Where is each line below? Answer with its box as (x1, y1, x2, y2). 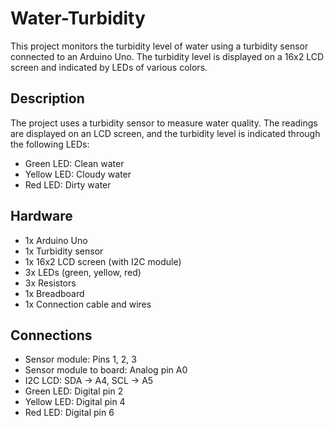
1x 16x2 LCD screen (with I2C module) (24, 255, 182, 267)
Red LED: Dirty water (24, 178, 112, 191)
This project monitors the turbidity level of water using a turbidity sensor (10, 40, 309, 52)
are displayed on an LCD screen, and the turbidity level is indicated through (10, 127, 321, 139)
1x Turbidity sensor (24, 245, 104, 257)
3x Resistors (24, 277, 77, 289)
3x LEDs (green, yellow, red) (24, 266, 142, 278)
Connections (10, 327, 93, 344)
